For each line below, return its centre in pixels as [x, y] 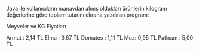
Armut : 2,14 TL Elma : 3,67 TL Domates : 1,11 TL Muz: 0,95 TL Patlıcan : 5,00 [100, 38]
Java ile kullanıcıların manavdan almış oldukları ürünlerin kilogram [87, 9]
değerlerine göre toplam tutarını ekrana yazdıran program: [78, 15]
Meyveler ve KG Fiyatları [36, 26]
